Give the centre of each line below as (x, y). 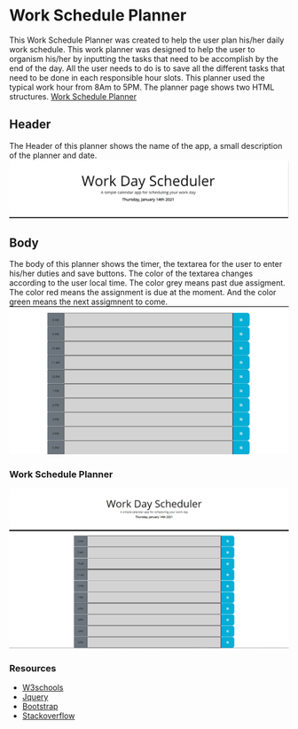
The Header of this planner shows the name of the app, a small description (146, 145)
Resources (33, 668)
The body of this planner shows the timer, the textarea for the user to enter (146, 264)
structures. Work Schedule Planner (73, 96)
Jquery (35, 697)
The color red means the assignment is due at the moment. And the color (143, 293)
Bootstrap (40, 707)
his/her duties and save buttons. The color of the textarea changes (131, 274)
